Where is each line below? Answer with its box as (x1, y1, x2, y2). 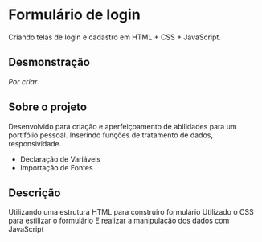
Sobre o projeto (8, 100, 87, 114)
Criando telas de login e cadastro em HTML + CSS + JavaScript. (8, 32, 221, 42)
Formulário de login (8, 6, 141, 24)
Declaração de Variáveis (19, 154, 101, 164)
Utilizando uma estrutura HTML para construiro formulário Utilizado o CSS (8, 207, 255, 217)
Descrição (8, 186, 61, 199)
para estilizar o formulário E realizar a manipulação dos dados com (8, 215, 230, 226)
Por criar (8, 76, 38, 86)
